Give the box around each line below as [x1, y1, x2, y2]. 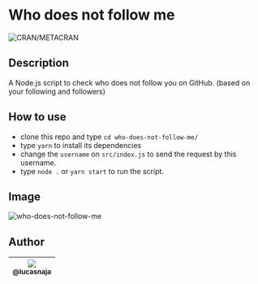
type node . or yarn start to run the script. [19, 166, 165, 176]
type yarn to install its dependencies [19, 140, 142, 150]
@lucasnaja [12, 267, 52, 277]
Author [8, 234, 45, 249]
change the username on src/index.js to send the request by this [19, 149, 237, 159]
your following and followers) [8, 86, 106, 96]
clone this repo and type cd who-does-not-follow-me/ [19, 132, 199, 142]
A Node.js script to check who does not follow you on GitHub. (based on [8, 77, 251, 87]
